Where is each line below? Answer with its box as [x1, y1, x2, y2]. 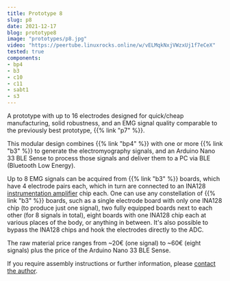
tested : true [7, 49, 44, 56]
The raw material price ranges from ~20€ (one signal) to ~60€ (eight [7, 239, 201, 247]
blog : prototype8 [7, 29, 57, 36]
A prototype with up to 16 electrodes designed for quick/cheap [7, 112, 184, 120]
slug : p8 [7, 16, 32, 23]
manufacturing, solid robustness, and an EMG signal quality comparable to [7, 119, 218, 127]
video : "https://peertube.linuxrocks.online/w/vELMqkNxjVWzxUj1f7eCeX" [7, 42, 216, 49]
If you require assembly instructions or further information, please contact [7, 260, 216, 267]
